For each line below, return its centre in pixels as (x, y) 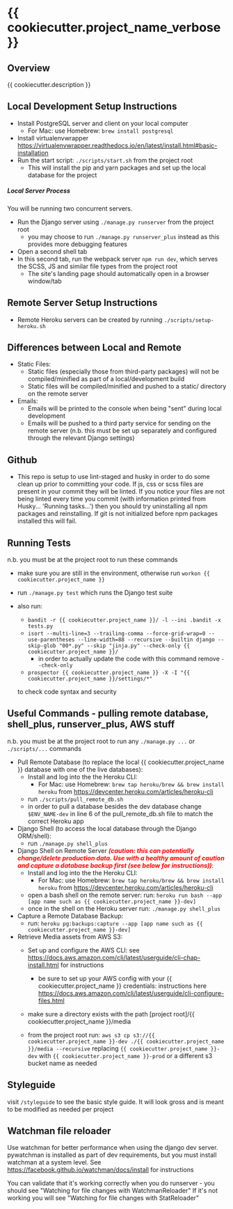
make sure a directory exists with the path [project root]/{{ (111, 1014)
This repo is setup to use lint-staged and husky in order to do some (114, 477)
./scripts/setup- (189, 320)
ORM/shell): (34, 836)
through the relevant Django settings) (81, 438)
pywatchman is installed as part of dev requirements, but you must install (112, 1155)
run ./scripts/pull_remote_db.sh (75, 799)
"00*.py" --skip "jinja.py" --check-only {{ (124, 646)
